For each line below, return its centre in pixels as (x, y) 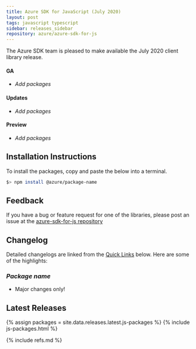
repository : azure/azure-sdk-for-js (52, 34)
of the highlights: (27, 261)
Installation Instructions (52, 157)
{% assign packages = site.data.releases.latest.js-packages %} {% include (98, 322)
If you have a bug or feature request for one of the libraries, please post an (98, 215)
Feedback (25, 200)
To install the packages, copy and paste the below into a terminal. (87, 171)
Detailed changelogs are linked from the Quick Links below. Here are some (98, 255)
